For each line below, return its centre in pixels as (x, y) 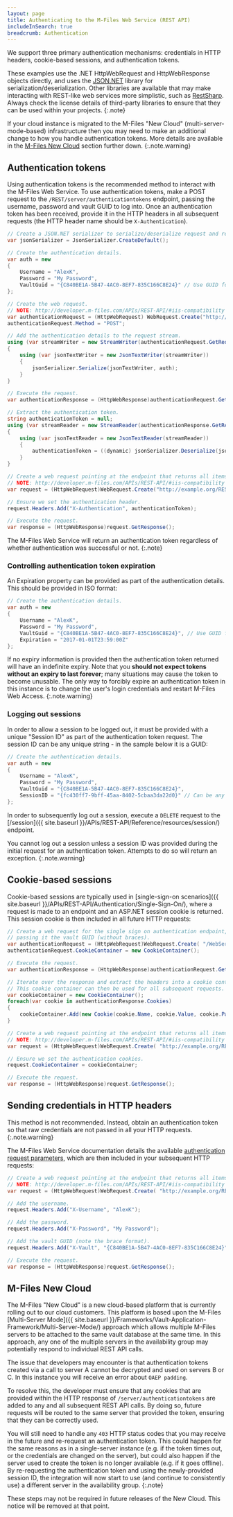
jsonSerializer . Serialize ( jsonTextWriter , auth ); (105, 368)
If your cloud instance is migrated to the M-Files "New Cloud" (95, 124)
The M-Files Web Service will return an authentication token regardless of (113, 541)
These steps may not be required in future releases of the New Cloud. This (114, 1499)
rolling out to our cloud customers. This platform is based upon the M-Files (114, 1312)
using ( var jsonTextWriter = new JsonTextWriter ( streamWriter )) (114, 355)
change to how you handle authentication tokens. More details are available (115, 139)
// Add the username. (38, 1204)
